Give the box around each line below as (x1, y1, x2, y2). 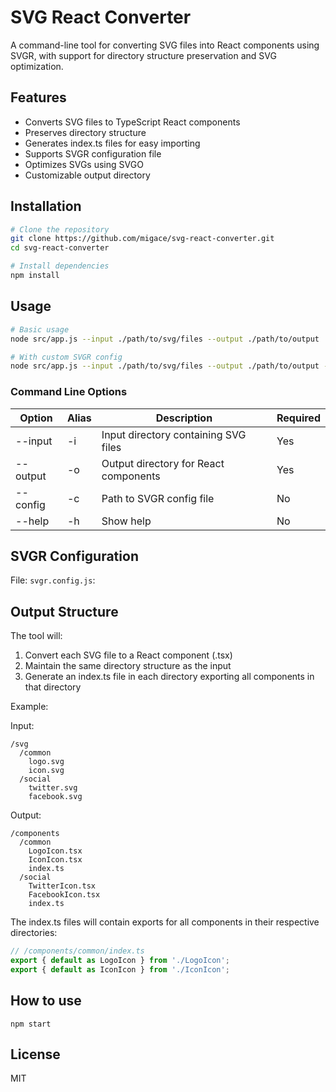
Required (276, 411, 321, 425)
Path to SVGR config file (101, 491, 215, 505)
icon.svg (28, 766, 65, 776)
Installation (10, 198, 82, 215)
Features (10, 89, 67, 106)
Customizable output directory (24, 169, 151, 181)
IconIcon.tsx (28, 855, 83, 865)
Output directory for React (101, 456, 225, 470)
